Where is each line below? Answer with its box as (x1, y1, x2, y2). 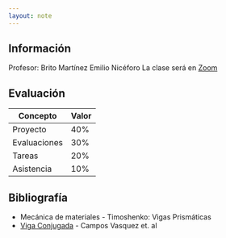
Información (8, 42, 71, 56)
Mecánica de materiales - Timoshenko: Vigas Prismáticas (19, 212, 211, 222)
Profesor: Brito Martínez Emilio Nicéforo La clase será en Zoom (8, 63, 218, 73)
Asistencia (12, 163, 52, 174)
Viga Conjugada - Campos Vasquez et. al (19, 221, 157, 231)
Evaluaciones (12, 137, 63, 148)
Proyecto (12, 124, 47, 136)
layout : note (8, 11, 52, 20)
